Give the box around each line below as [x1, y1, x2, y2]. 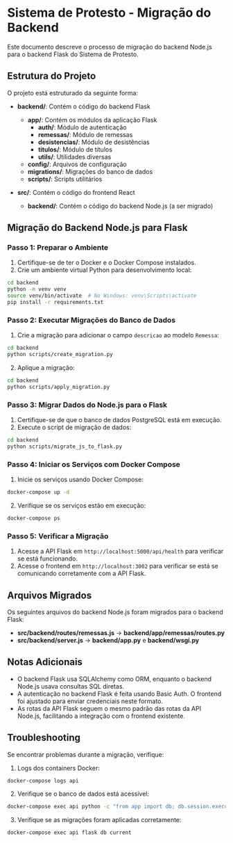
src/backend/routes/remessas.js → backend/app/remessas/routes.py [17, 628, 225, 637]
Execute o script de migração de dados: [17, 423, 132, 432]
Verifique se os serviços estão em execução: [17, 501, 146, 509]
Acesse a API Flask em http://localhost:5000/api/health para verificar [17, 547, 224, 556]
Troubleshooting [7, 732, 81, 744]
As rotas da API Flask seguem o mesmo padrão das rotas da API [17, 704, 202, 712]
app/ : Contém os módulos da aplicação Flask [27, 115, 157, 124]
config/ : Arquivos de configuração [27, 160, 127, 168]
